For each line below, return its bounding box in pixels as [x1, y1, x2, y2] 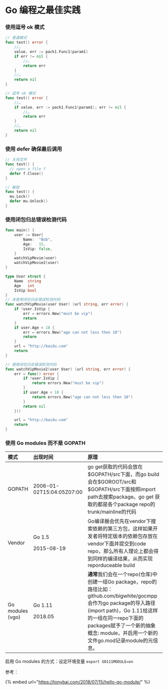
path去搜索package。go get [87, 493, 154, 500]
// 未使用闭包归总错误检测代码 [5, 297, 61, 302]
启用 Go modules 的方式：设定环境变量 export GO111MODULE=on [5, 658, 133, 664]
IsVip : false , [23, 246, 52, 251]
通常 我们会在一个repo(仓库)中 [87, 571, 157, 578]
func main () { [5, 228, 35, 233]
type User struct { [5, 274, 46, 279]
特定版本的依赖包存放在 [102, 533, 158, 540]
